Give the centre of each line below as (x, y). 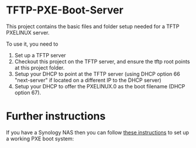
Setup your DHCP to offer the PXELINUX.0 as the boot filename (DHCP (100, 86)
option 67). (28, 92)
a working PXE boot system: (40, 139)
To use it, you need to (32, 44)
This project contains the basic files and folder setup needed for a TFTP (93, 26)
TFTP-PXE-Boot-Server (65, 10)
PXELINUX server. (28, 32)
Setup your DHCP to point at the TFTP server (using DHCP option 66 (97, 74)
